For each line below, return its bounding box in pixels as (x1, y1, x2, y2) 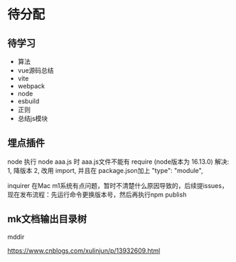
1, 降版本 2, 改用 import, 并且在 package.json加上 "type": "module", (7, 166, 203, 174)
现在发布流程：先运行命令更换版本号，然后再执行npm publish (7, 190, 187, 199)
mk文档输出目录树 (7, 213, 87, 225)
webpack (17, 82, 45, 90)
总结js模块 (17, 115, 48, 122)
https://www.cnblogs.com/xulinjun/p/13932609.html (7, 246, 161, 255)
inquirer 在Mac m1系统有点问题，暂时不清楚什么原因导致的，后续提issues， (7, 181, 229, 189)
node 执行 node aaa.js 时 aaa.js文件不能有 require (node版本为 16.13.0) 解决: (7, 157, 230, 166)
